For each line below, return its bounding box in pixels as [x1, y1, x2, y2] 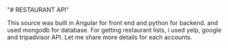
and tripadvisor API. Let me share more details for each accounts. [7, 33, 193, 41]
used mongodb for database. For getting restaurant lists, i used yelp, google [7, 26, 222, 34]
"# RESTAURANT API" [7, 6, 70, 14]
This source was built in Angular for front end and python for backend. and [7, 19, 218, 26]
